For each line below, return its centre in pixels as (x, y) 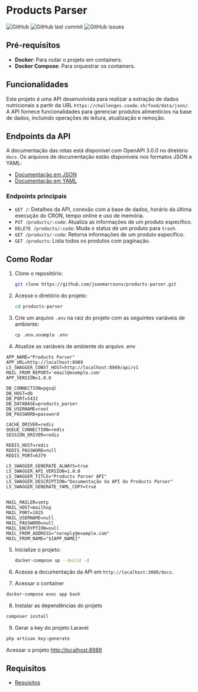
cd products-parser (39, 307)
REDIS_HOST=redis (27, 446)
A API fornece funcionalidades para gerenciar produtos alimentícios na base (99, 111)
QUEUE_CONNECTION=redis (35, 430)
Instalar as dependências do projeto (58, 605)
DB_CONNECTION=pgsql (32, 389)
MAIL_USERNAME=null (30, 518)
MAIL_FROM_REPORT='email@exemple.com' (54, 373)
